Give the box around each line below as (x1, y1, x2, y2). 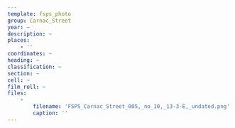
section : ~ (7, 70, 40, 77)
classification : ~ (7, 63, 62, 70)
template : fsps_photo (7, 10, 72, 18)
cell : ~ (7, 76, 31, 84)
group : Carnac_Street (7, 17, 72, 24)
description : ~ (7, 30, 53, 38)
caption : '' (33, 110, 69, 117)
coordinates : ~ (7, 50, 53, 58)
